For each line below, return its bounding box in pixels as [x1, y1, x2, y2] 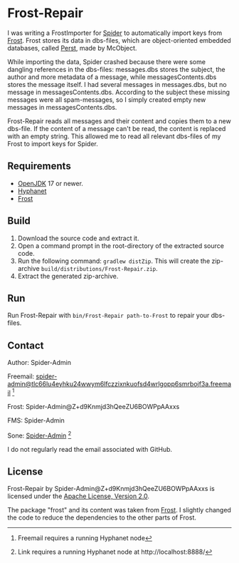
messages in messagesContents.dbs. [7, 103, 117, 111]
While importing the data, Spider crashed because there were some [7, 57, 206, 66]
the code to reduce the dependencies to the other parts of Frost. [7, 513, 197, 522]
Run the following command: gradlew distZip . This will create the [17, 257, 211, 265]
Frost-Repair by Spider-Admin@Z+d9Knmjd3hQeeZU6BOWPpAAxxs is [7, 485, 215, 493]
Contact [7, 339, 44, 351]
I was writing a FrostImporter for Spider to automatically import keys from [7, 29, 223, 37]
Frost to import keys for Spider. [7, 139, 98, 148]
